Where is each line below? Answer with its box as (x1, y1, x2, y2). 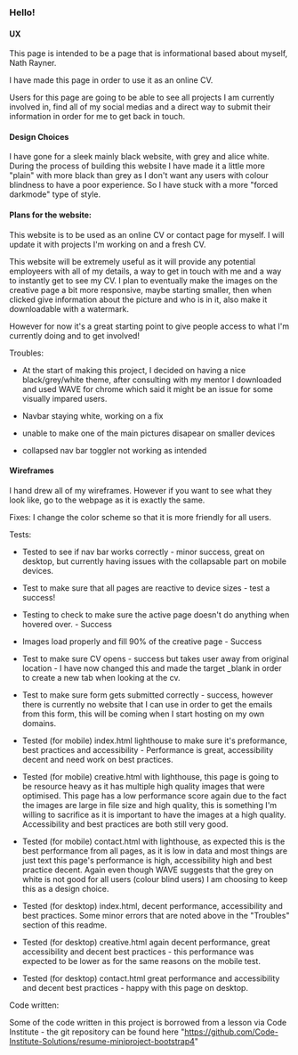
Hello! (9, 6, 36, 19)
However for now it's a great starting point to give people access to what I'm (9, 321, 290, 331)
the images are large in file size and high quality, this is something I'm (21, 799, 278, 810)
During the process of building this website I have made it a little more (9, 160, 265, 171)
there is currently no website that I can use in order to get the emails (21, 699, 273, 709)
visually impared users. (21, 393, 108, 404)
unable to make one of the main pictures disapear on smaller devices (21, 428, 276, 438)
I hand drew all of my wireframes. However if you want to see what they (9, 485, 273, 495)
